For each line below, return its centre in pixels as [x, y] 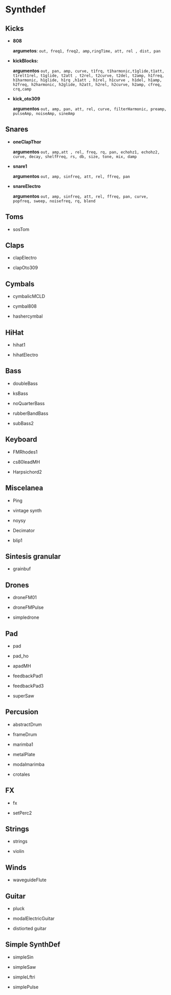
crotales [21, 774]
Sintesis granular [33, 556]
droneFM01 [25, 598]
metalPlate [24, 754]
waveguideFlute [30, 880]
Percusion [22, 712]
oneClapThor [27, 142]
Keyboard [21, 439]
